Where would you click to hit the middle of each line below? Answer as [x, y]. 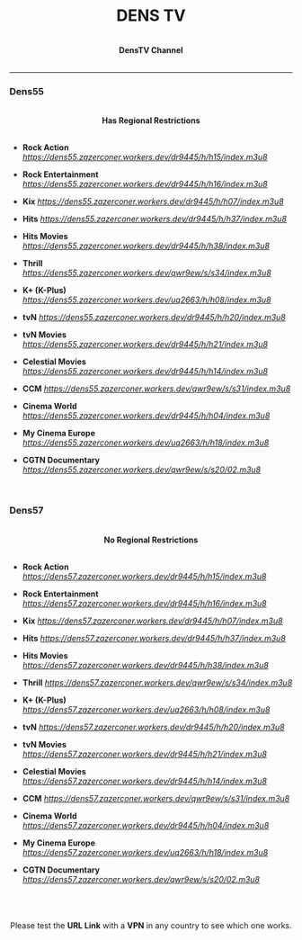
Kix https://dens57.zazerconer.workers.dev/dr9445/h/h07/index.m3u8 [152, 621]
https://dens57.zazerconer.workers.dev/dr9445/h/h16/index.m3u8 [144, 603]
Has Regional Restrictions [151, 121]
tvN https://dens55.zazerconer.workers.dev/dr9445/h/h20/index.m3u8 [154, 318]
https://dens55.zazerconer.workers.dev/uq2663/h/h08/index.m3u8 [147, 300]
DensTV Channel [151, 49]
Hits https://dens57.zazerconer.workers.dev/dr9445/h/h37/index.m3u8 [154, 638]
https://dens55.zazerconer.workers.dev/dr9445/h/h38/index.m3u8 [146, 246]
